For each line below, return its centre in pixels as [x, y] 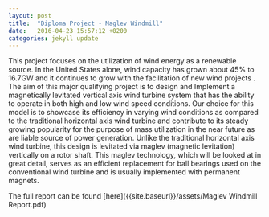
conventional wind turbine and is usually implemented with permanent [124, 172]
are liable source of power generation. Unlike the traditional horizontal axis [131, 138]
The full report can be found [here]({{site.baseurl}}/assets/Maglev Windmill [133, 196]
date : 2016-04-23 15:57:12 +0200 [68, 31]
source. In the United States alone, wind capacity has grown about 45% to [131, 70]
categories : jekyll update [53, 38]
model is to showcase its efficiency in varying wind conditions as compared [133, 113]
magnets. [24, 181]
